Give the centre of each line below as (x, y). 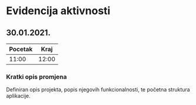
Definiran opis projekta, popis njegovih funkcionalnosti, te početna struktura (98, 90)
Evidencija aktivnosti (58, 11)
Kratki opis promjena (36, 77)
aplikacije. (18, 96)
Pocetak (21, 49)
